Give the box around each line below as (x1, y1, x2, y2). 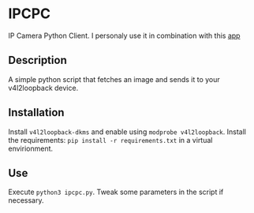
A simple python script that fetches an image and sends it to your (8, 74, 221, 84)
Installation (8, 106, 65, 119)
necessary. (8, 196, 45, 205)
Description (8, 54, 67, 67)
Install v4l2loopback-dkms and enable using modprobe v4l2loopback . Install (8, 127, 247, 136)
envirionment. (8, 144, 54, 153)
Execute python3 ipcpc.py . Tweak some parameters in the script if (8, 187, 224, 197)
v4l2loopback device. (8, 83, 79, 92)
